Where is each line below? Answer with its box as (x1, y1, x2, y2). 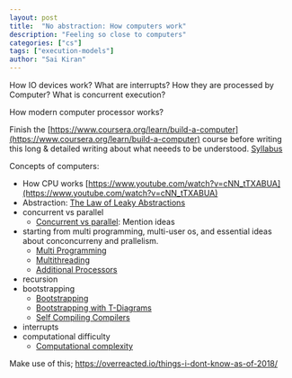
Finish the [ (9, 124, 51, 135)
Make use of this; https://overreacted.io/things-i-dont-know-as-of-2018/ (9, 358, 279, 369)
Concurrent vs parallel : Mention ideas (35, 217, 175, 227)
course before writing (201, 134, 283, 144)
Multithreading (35, 255, 90, 265)
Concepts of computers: (9, 161, 100, 171)
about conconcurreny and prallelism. (22, 236, 159, 246)
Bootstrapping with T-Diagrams (35, 302, 153, 313)
